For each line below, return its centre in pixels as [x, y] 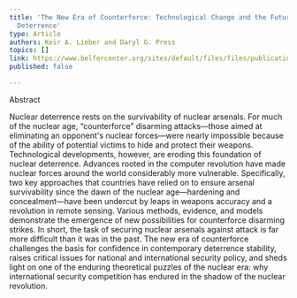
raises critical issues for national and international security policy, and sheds [148, 257]
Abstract [25, 99]
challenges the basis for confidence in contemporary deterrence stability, [143, 248]
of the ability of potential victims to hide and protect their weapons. [131, 145]
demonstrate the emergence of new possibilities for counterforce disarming [147, 220]
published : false [41, 67]
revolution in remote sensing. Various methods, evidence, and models [136, 210]
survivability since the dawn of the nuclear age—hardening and [125, 192]
